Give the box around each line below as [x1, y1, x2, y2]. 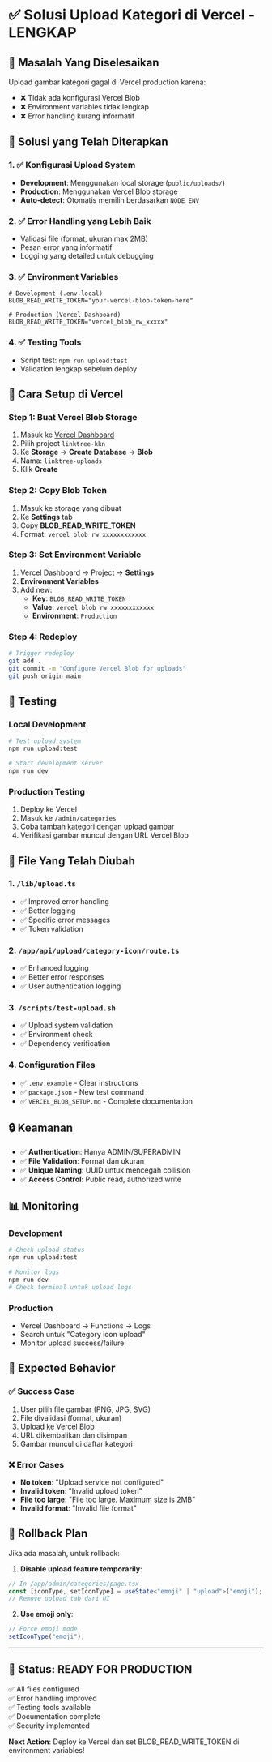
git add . [8, 657, 42, 666]
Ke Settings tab [19, 512, 73, 521]
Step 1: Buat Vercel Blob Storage [8, 411, 138, 422]
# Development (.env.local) [8, 289, 104, 298]
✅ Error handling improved [8, 1693, 97, 1703]
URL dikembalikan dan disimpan [19, 1430, 128, 1440]
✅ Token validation [19, 924, 83, 933]
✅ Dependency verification [19, 1039, 111, 1048]
